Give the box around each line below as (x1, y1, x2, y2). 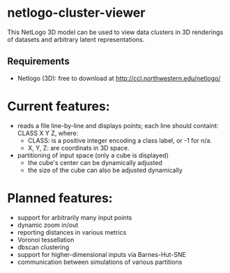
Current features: (7, 98, 110, 114)
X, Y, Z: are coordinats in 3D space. (27, 143, 130, 152)
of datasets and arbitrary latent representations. (7, 35, 145, 43)
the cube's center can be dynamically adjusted (27, 158, 162, 166)
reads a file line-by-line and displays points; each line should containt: (17, 121, 219, 130)
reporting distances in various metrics (17, 228, 127, 236)
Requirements (7, 56, 70, 68)
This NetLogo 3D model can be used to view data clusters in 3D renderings (7, 28, 224, 36)
